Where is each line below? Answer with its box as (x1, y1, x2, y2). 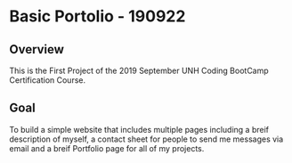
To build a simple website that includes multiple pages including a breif (9, 124, 270, 134)
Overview (9, 42, 65, 57)
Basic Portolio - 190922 (9, 6, 186, 27)
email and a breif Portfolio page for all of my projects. (9, 143, 205, 153)
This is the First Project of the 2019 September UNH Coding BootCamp (9, 65, 269, 76)
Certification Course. (9, 75, 86, 86)
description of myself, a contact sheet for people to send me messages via (9, 134, 284, 144)
